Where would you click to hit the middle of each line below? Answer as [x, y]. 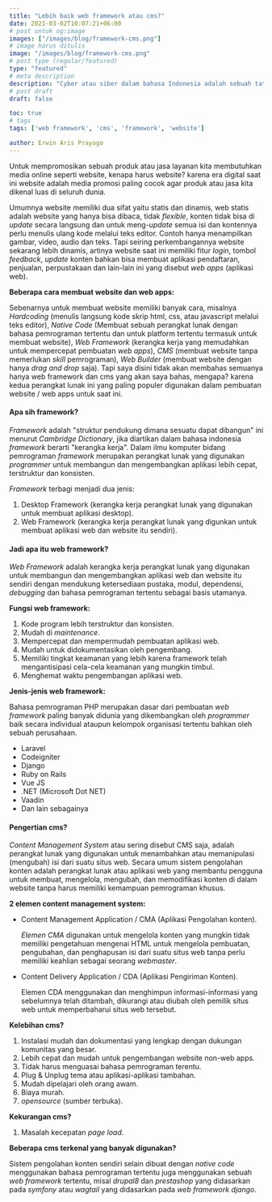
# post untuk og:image [47, 31]
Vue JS [33, 783]
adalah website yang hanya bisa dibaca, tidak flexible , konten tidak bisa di [132, 216]
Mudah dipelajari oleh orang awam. [80, 1084]
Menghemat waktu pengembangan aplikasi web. [102, 676]
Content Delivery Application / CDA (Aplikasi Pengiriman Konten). [130, 977]
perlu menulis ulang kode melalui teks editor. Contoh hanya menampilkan [131, 233]
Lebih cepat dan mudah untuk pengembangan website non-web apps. [138, 1058]
